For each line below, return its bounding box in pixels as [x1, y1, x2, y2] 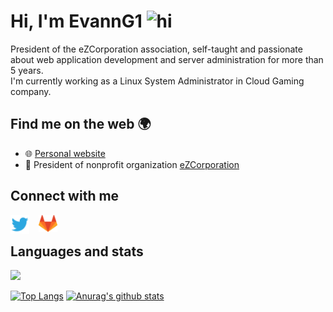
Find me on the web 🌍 [10, 116, 152, 133]
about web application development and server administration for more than [10, 53, 324, 65]
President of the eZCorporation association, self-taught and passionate [10, 43, 303, 55]
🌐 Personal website [24, 147, 106, 159]
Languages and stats [10, 243, 144, 260]
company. [10, 85, 52, 97]
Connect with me [10, 188, 120, 205]
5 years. [10, 64, 44, 76]
